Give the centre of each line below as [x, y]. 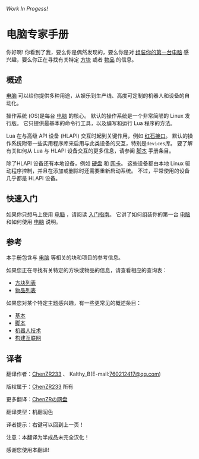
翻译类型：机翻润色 [30, 412]
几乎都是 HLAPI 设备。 [34, 178]
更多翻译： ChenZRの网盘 [37, 399]
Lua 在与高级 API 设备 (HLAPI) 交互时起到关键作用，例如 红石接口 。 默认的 [97, 136]
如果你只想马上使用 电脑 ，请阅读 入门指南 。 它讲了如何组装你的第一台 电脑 [98, 214]
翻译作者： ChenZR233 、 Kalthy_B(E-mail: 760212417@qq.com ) [84, 374]
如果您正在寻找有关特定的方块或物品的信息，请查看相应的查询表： [87, 270]
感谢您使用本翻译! [28, 450]
